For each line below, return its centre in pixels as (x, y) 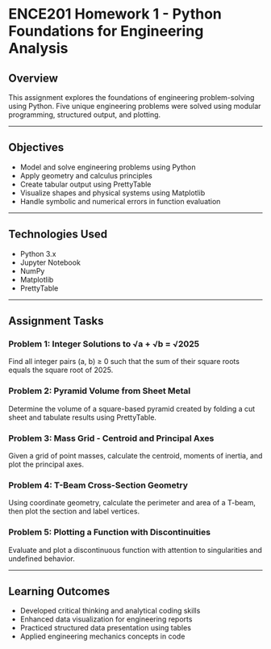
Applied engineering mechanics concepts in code (102, 636)
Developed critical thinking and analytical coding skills (110, 611)
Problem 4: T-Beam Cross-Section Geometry (98, 485)
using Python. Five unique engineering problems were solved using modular (135, 106)
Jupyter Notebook (50, 262)
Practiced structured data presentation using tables (106, 628)
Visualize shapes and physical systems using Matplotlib (113, 193)
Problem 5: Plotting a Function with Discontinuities (110, 532)
